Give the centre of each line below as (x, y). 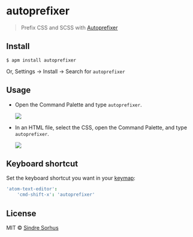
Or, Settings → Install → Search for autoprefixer (66, 71)
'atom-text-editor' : (32, 189)
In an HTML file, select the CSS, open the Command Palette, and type (101, 127)
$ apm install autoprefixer (41, 60)
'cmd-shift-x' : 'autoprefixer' (56, 195)
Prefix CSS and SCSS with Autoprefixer (69, 28)
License (21, 213)
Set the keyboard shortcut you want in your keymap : (71, 178)
